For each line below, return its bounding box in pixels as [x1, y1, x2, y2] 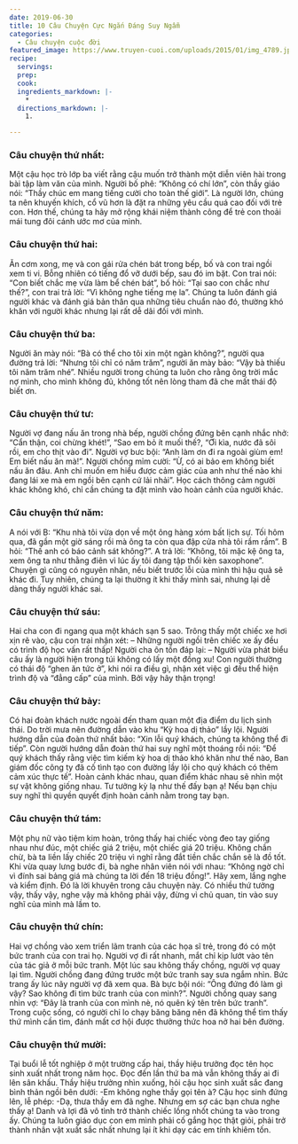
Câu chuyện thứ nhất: [9, 149, 105, 161]
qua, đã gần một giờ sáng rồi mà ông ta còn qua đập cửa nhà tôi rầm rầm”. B [9, 536, 288, 546]
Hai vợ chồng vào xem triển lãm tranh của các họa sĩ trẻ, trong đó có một [9, 941, 277, 952]
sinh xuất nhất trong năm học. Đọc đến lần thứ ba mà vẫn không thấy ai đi [9, 1068, 279, 1078]
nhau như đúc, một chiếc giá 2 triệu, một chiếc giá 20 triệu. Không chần [9, 842, 272, 852]
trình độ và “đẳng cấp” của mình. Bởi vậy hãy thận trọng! [9, 672, 216, 683]
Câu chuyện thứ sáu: [9, 605, 101, 617]
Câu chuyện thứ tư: [9, 407, 95, 419]
